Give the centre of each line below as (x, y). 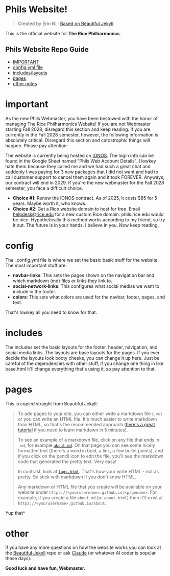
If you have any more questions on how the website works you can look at (83, 547)
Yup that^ (15, 513)
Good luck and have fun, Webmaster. (45, 568)
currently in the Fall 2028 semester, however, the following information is (82, 134)
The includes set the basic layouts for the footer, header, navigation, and (81, 347)
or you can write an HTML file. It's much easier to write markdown (87, 419)
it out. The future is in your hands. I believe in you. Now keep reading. (86, 225)
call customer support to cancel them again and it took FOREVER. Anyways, (85, 177)
